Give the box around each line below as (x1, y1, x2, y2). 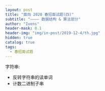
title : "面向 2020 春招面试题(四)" (5, 12, 74, 17)
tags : (5, 44, 17, 49)
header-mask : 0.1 (5, 26, 42, 31)
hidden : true (5, 35, 33, 40)
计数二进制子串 (12, 80, 44, 86)
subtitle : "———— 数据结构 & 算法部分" (5, 16, 81, 21)
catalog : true (5, 40, 35, 45)
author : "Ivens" (5, 21, 39, 26)
